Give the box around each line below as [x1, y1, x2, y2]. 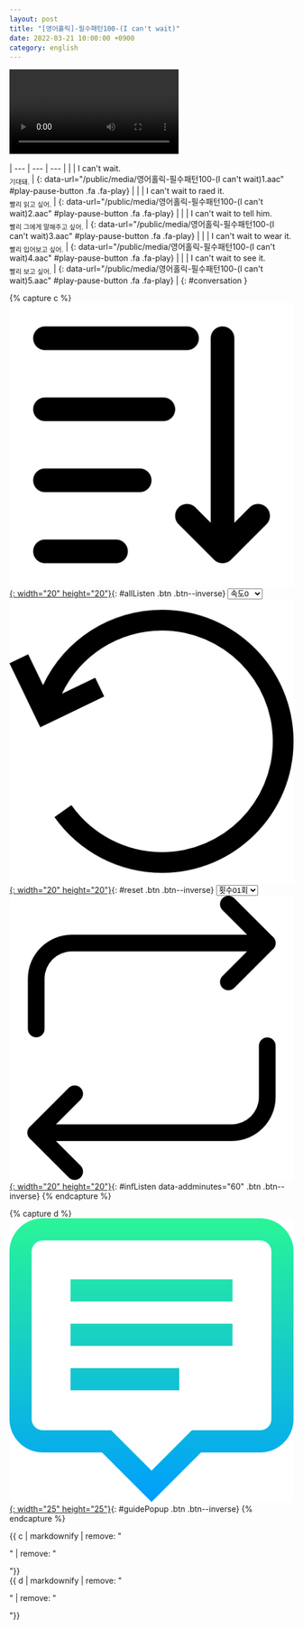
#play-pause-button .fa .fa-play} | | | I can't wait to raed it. [9, 186, 225, 197]
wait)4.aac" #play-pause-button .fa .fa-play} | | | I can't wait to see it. [9, 253, 266, 263]
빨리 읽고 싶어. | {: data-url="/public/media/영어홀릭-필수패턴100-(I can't [9, 197, 263, 209]
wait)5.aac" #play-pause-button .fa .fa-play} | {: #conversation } [9, 275, 248, 286]
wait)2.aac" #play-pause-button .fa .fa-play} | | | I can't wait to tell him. [9, 207, 272, 218]
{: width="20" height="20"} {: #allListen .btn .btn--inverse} [9, 588, 226, 599]
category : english [9, 43, 78, 52]
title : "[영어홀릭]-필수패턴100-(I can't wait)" [9, 23, 180, 33]
